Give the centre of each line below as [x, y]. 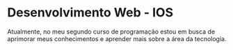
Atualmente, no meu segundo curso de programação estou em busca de [111, 32]
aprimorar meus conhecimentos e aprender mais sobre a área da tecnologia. [117, 38]
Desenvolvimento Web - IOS [90, 13]
